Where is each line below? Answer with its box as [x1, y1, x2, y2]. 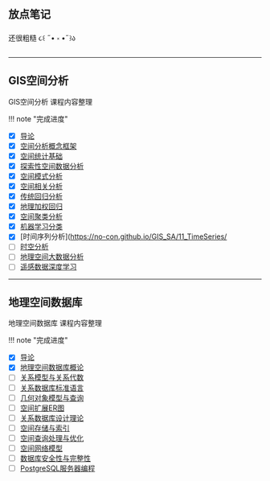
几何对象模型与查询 [19, 393, 84, 402]
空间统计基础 [19, 151, 63, 161]
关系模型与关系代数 [19, 372, 84, 382]
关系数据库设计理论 [19, 413, 84, 422]
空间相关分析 [19, 181, 63, 191]
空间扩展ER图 [19, 403, 65, 413]
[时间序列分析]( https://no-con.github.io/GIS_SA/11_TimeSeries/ [19, 232, 227, 241]
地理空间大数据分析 [19, 252, 84, 261]
